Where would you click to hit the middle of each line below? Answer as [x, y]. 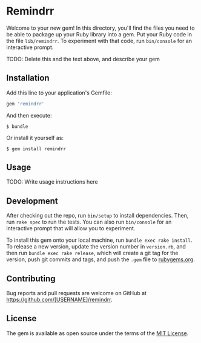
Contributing [31, 278]
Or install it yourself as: [35, 138]
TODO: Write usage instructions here [52, 182]
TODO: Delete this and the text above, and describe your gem [83, 59]
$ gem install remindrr [36, 149]
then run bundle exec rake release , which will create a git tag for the [92, 253]
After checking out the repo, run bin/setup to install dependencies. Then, [97, 216]
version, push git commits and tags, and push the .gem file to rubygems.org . [101, 259]
